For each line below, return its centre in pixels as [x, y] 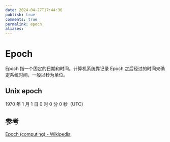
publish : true [20, 15]
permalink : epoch [24, 24]
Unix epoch [24, 91]
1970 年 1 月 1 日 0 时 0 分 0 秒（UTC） [46, 104]
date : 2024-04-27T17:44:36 [34, 10]
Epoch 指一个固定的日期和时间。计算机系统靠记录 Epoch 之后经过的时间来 [83, 68]
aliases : [15, 29]
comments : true [21, 19]
